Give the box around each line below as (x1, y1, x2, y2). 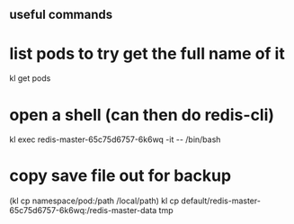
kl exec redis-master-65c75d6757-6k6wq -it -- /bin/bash (9, 134, 221, 145)
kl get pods (9, 73, 51, 84)
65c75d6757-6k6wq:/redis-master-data (9, 205, 157, 216)
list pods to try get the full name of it (9, 43, 285, 64)
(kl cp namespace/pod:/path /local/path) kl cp (9, 195, 180, 206)
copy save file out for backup (9, 166, 232, 186)
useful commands (9, 7, 113, 22)
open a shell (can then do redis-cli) (9, 104, 275, 125)
